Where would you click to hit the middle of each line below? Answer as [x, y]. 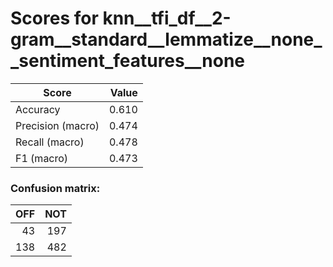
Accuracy [38, 109]
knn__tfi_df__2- [167, 18]
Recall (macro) [50, 142]
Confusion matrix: [55, 188]
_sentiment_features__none [128, 61]
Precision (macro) [57, 125]
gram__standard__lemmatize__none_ [166, 39]
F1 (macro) [42, 158]
